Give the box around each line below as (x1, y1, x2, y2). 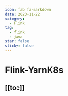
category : (5, 16, 25, 21)
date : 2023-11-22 (5, 12, 40, 17)
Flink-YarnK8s (5, 64, 64, 76)
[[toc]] (5, 84, 25, 92)
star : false (5, 39, 29, 44)
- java (9, 35, 23, 39)
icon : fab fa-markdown (5, 7, 51, 12)
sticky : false (5, 43, 34, 48)
